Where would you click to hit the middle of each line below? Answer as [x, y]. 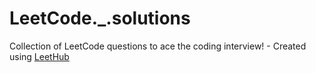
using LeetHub [39, 56]
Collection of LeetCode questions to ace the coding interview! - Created [158, 46]
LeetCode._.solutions [100, 18]
